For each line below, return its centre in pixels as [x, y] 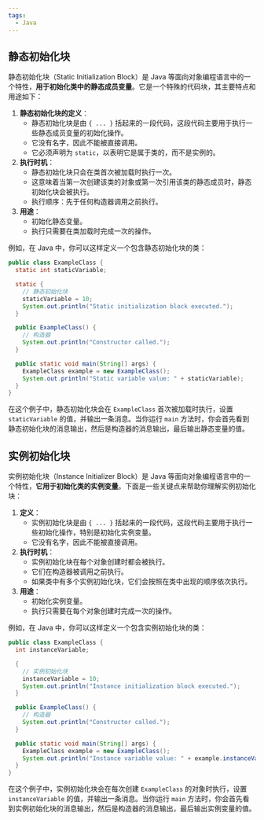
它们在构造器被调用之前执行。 [79, 572]
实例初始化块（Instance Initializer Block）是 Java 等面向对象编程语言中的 [126, 476]
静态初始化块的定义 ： [54, 113]
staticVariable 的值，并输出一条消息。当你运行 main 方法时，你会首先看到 [129, 419]
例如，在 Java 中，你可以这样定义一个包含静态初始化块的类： [107, 248]
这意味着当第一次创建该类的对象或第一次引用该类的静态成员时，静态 [141, 182]
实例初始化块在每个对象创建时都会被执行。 [100, 562]
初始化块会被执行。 [62, 192]
